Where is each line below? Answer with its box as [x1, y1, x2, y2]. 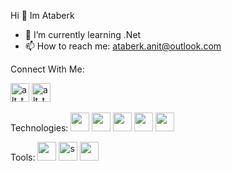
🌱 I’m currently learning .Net [24, 29, 142, 40]
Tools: [10, 151, 36, 163]
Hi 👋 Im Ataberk [10, 10, 75, 21]
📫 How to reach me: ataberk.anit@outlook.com [24, 40, 222, 52]
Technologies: [10, 122, 69, 134]
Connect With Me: [10, 63, 85, 75]
